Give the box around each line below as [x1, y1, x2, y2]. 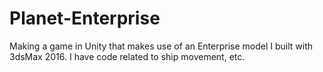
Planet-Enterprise [9, 7, 161, 30]
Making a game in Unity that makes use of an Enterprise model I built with [9, 40, 314, 52]
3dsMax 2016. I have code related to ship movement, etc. [9, 50, 246, 62]
